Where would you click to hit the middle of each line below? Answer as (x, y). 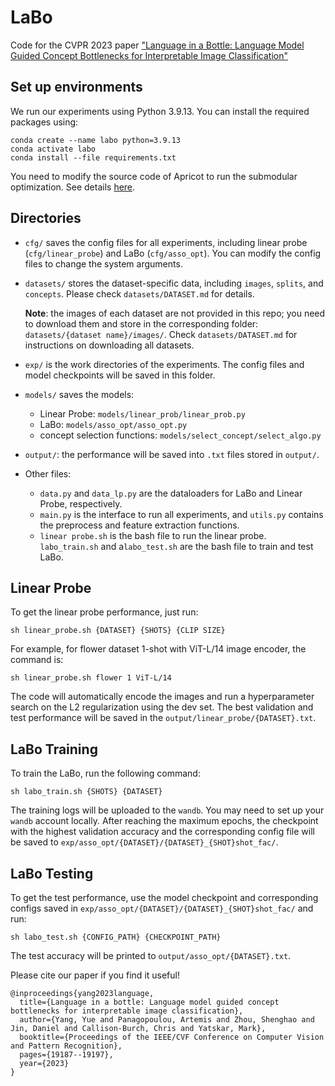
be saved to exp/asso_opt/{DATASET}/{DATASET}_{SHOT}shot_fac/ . (144, 842)
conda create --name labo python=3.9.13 (96, 140)
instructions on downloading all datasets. (109, 345)
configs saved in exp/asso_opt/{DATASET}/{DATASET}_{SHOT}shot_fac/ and (162, 908)
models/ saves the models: (79, 394)
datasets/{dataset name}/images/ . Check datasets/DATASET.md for (161, 334)
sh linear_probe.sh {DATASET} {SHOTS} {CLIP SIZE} (118, 631)
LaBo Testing (52, 873)
